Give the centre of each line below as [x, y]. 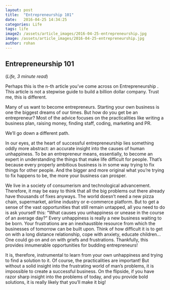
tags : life [17, 29]
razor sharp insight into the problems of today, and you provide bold [77, 277]
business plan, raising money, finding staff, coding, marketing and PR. [78, 123]
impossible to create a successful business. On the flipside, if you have [80, 271]
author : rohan [20, 43]
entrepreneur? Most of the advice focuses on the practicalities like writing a [84, 117]
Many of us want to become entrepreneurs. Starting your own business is [82, 107]
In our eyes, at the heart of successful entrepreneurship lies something [80, 143]
